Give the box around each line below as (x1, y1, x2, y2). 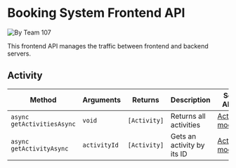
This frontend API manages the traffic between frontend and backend (7, 41, 209, 50)
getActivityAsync (11, 144, 69, 153)
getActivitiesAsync (11, 119, 76, 128)
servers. (7, 49, 32, 58)
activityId (82, 141, 119, 149)
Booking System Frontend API (7, 5, 185, 21)
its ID (171, 149, 188, 159)
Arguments (82, 95, 122, 105)
